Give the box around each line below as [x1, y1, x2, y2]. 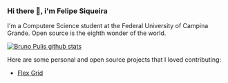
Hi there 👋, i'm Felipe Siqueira [7, 6, 108, 16]
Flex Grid [17, 69, 44, 78]
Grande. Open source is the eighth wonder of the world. [7, 29, 167, 37]
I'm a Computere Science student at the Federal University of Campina [7, 22, 209, 30]
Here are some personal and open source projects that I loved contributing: [7, 56, 222, 64]
